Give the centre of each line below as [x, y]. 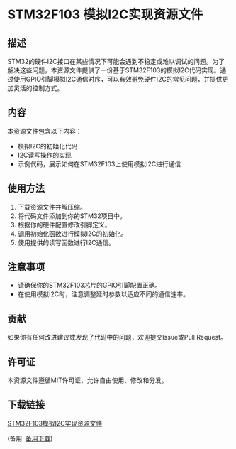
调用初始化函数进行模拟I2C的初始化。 [72, 233]
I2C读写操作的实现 [45, 155]
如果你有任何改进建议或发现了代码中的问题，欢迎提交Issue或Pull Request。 [117, 337]
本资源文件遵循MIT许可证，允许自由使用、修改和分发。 [88, 380]
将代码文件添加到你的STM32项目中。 [72, 216]
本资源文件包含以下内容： [45, 131]
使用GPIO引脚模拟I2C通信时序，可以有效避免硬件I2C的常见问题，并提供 [118, 79]
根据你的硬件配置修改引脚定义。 [64, 224]
